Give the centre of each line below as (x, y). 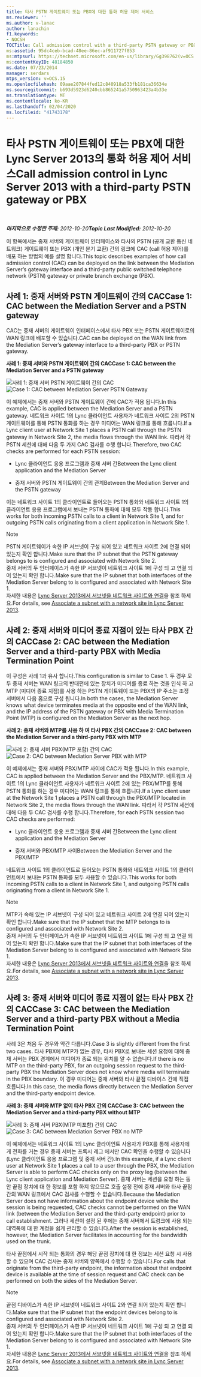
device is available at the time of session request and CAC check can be (95, 1274)
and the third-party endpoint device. (51, 1093)
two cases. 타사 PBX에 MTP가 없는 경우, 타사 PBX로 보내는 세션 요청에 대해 (95, 1051)
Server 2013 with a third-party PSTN (99, 187)
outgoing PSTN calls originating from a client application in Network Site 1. (98, 523)
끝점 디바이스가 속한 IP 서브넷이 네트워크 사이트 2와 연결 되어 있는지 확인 (91, 1304)
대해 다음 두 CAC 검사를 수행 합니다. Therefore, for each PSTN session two (95, 812)
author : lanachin (28, 28)
